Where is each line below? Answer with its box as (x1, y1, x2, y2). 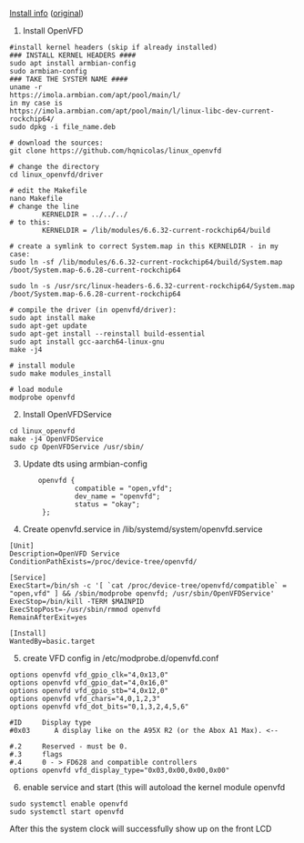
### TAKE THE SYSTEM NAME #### (9, 75, 128, 84)
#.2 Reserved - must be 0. (9, 742, 128, 751)
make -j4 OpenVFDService (9, 435, 104, 444)
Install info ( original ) (9, 8, 85, 18)
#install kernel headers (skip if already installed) (9, 43, 218, 52)
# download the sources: (9, 138, 104, 147)
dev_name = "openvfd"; (74, 492, 161, 501)
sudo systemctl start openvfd (9, 808, 125, 817)
